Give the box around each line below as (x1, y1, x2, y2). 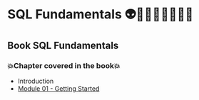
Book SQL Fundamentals (7, 39, 119, 51)
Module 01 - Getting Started (17, 84, 100, 93)
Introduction (17, 77, 54, 85)
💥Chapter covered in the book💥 (7, 60, 121, 70)
